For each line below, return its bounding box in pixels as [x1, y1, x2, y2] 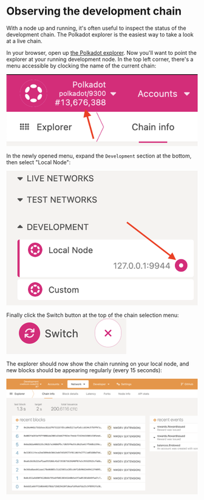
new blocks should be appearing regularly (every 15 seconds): [6, 366, 162, 373]
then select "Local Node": [6, 158, 71, 165]
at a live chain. [6, 37, 42, 44]
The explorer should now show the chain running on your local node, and [6, 360, 189, 367]
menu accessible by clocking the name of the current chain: [6, 62, 157, 69]
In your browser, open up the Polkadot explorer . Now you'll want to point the [6, 49, 197, 56]
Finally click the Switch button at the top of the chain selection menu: [6, 311, 179, 319]
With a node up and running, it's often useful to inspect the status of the [6, 24, 186, 32]
